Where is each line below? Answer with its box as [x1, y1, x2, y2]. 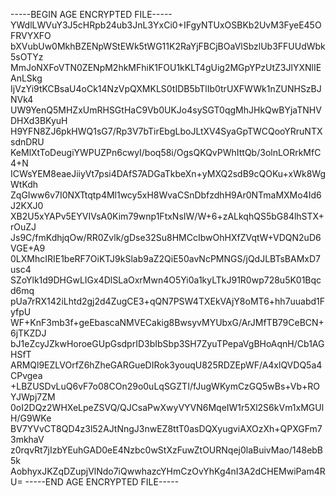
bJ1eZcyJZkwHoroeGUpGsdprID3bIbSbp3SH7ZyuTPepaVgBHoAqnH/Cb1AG [10, 338, 325, 349]
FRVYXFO [10, 30, 52, 41]
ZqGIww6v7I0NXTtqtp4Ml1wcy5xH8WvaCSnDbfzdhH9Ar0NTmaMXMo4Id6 [10, 189, 322, 201]
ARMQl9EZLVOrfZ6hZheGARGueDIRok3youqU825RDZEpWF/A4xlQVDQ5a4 [10, 359, 323, 371]
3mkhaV [10, 434, 45, 445]
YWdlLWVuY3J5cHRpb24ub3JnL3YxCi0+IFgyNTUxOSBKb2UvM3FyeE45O [10, 19, 322, 31]
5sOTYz [10, 51, 44, 63]
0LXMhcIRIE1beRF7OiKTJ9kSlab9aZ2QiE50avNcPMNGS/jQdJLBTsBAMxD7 [10, 253, 321, 264]
